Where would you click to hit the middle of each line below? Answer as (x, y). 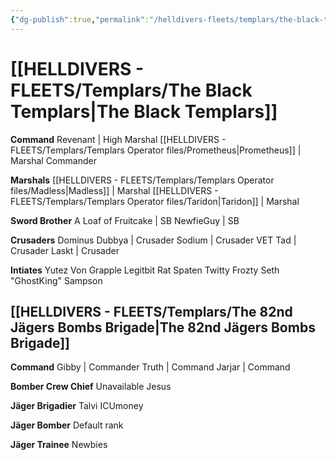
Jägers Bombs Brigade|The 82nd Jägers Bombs (163, 327)
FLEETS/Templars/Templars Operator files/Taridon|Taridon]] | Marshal (155, 201)
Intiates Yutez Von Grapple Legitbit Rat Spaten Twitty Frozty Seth (145, 270)
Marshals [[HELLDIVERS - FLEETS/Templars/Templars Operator (142, 180)
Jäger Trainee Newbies (59, 445)
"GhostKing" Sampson (56, 280)
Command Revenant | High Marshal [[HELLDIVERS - (118, 139)
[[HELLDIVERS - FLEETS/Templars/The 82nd (151, 311)
